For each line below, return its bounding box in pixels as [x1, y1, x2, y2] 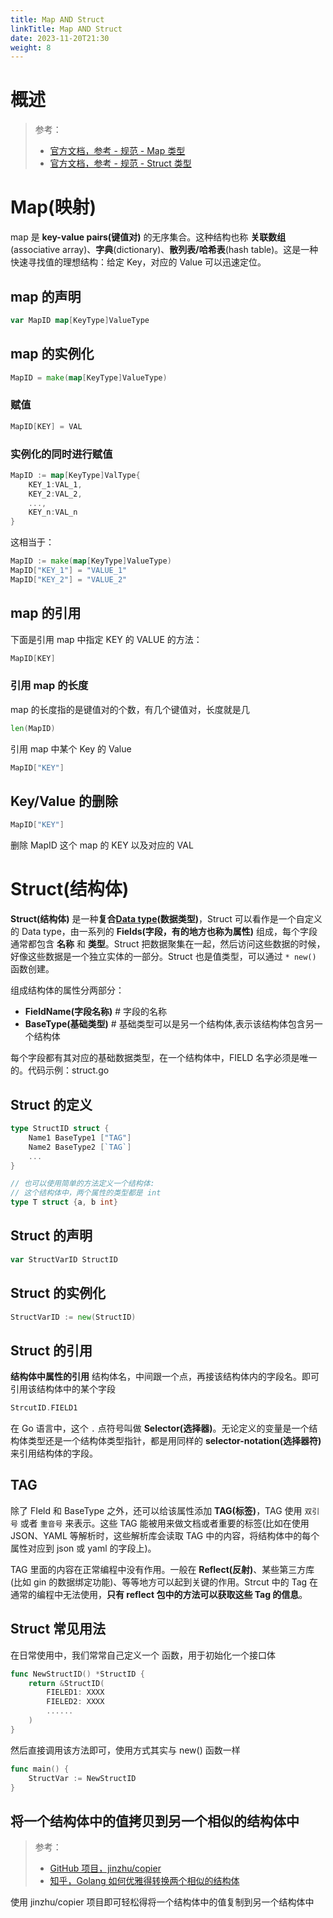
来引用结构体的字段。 [10, 1447, 98, 1460]
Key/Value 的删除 [10, 792, 119, 810]
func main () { [10, 1764, 70, 1774]
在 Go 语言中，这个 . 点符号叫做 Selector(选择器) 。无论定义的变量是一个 [10, 1422, 310, 1435]
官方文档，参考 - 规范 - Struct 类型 [49, 157, 192, 170]
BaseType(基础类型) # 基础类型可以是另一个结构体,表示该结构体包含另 [24, 1018, 315, 1030]
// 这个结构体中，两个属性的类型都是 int [10, 1188, 162, 1198]
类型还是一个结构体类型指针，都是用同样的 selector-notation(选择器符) [27, 1435, 322, 1447]
